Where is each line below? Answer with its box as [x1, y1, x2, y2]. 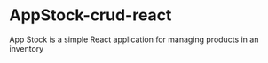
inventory [9, 43, 44, 53]
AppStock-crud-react [9, 5, 172, 25]
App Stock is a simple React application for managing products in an [9, 34, 259, 45]
